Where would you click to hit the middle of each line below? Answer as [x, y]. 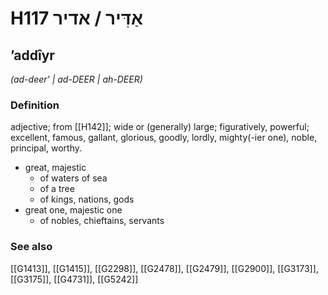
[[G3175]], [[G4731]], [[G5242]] [74, 279]
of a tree [57, 189]
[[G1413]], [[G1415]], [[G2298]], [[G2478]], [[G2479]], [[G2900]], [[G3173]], [164, 268]
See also [31, 247]
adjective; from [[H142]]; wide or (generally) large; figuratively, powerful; [160, 127]
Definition [35, 105]
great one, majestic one [73, 210]
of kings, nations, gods [87, 199]
